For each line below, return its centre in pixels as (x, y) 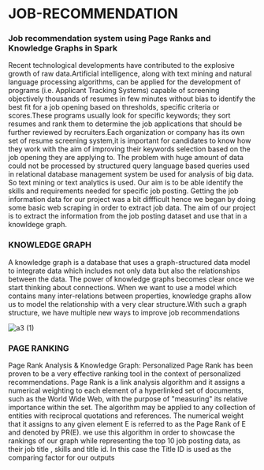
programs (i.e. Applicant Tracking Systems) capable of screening (114, 91)
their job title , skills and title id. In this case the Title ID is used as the (120, 449)
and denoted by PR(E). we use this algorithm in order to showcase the (121, 433)
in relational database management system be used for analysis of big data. (131, 174)
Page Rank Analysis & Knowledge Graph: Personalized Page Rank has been (131, 366)
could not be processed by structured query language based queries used (129, 166)
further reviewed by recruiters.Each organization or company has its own (127, 132)
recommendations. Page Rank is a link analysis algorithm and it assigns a (127, 382)
